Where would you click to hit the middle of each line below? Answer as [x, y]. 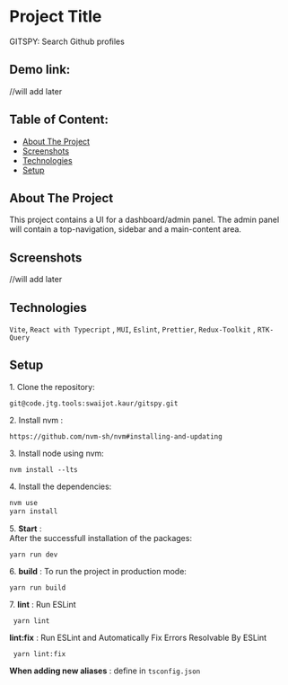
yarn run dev [34, 555]
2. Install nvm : [36, 420]
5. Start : [26, 529]
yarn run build [38, 587]
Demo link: [40, 70]
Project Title [56, 17]
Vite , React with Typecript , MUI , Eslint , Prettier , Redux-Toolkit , [132, 329]
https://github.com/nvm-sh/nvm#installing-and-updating [116, 436]
